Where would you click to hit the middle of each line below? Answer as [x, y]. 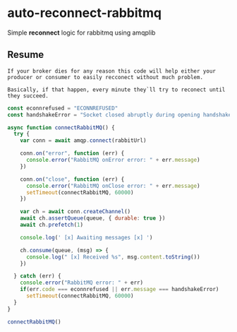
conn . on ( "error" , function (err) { [72, 153]
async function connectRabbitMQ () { [61, 128]
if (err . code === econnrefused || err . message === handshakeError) [120, 290]
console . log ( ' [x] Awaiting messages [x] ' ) [86, 237]
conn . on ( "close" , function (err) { [72, 179]
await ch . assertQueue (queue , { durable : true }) [93, 218]
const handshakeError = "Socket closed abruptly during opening [104, 114]
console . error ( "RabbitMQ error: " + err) [81, 283]
